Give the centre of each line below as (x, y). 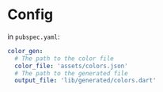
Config (30, 15)
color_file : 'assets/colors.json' (71, 66)
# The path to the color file (64, 58)
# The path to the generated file (71, 73)
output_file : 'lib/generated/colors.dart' (85, 81)
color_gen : (25, 51)
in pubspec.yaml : (34, 36)
